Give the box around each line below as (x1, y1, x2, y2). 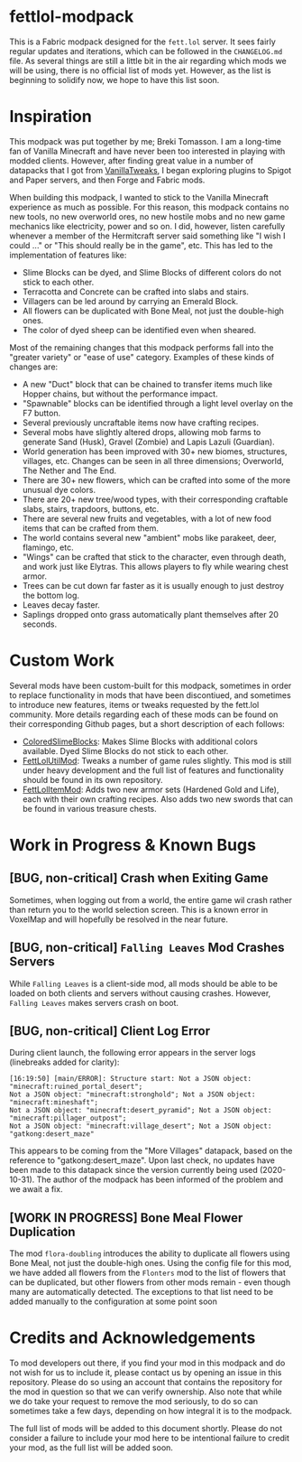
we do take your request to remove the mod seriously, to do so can (9, 1396, 259, 1407)
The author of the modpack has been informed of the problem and (36, 1174, 284, 1185)
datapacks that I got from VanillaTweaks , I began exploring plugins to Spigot (9, 164, 292, 175)
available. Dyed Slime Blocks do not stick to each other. (22, 745, 229, 756)
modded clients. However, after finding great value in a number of (9, 155, 254, 166)
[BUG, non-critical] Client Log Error (9, 1023, 211, 1039)
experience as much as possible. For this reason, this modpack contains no (9, 201, 289, 212)
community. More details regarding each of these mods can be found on (9, 709, 279, 720)
